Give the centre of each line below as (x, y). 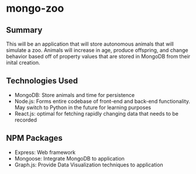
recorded (25, 120)
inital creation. (23, 62)
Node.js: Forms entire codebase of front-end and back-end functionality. (102, 101)
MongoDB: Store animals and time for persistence (75, 95)
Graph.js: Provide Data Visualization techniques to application (89, 165)
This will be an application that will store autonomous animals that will (90, 44)
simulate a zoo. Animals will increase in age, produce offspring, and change (97, 50)
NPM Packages (34, 138)
